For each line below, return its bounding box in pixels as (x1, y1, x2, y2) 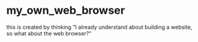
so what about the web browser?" (6, 29, 92, 37)
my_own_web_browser (6, 4, 126, 17)
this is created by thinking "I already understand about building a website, (6, 23, 192, 31)
